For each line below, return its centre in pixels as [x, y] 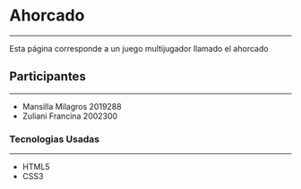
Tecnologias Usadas [55, 139]
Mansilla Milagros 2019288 [72, 106]
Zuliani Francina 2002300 [70, 116]
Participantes [48, 77]
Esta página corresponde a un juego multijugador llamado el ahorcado [139, 48]
